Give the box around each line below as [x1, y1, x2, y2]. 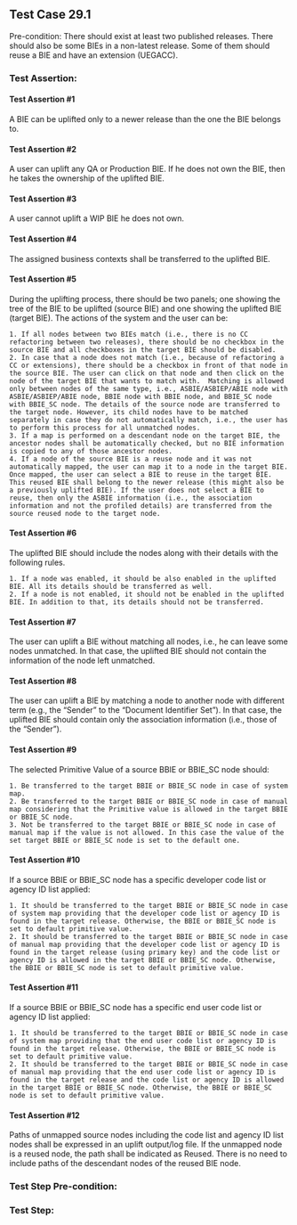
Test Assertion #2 [9, 143, 77, 154]
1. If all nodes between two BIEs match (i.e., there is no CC [9, 330, 249, 339]
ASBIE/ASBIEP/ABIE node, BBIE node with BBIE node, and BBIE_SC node [9, 392, 273, 401]
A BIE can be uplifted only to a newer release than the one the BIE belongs [9, 113, 282, 124]
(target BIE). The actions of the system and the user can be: [9, 312, 229, 323]
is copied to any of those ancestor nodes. [9, 446, 173, 455]
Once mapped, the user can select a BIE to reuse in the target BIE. [9, 470, 273, 479]
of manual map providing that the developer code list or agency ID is [9, 940, 280, 949]
